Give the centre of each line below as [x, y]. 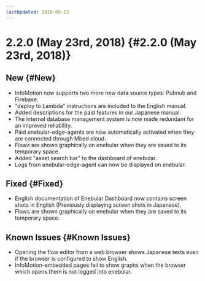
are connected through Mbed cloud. [60, 138]
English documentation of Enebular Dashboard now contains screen [101, 198]
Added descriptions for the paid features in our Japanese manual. [98, 112]
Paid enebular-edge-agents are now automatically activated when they [104, 132]
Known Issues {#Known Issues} [68, 237]
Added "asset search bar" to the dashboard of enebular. [86, 158]
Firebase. [26, 99]
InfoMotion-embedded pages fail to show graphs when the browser [100, 265]
